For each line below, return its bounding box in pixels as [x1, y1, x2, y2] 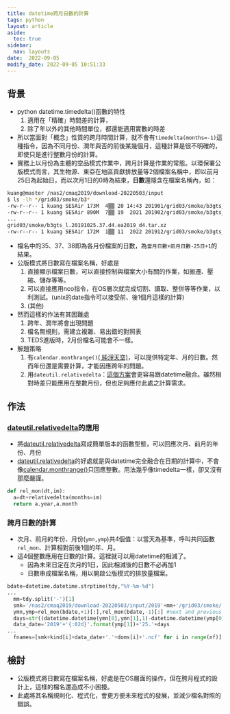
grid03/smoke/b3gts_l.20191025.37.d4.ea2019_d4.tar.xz [7, 222, 167, 228]
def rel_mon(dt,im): [7, 488, 66, 495]
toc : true [13, 36, 41, 43]
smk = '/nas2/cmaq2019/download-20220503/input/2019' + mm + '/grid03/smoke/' [13, 602, 225, 609]
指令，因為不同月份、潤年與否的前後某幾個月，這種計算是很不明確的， [23, 142, 221, 150]
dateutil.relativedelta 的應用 [7, 423, 99, 432]
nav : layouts [13, 49, 51, 56]
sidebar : [7, 42, 32, 49]
